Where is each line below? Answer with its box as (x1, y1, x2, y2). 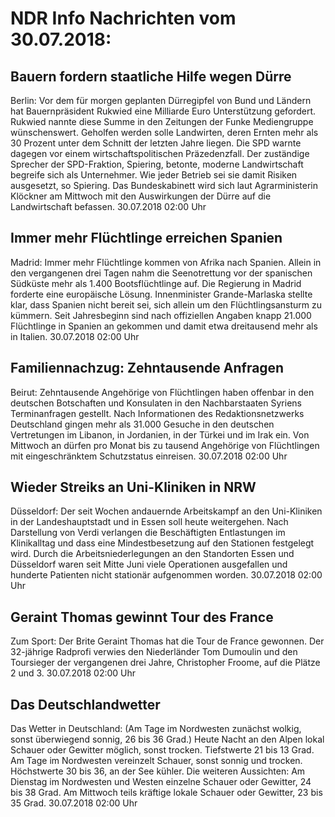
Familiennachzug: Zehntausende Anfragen (10, 360, 285, 377)
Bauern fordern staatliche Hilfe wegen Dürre (10, 68, 292, 85)
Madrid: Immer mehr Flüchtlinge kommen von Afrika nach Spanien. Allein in (10, 256, 322, 268)
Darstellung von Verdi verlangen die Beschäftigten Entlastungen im (10, 527, 286, 539)
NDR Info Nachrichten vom (10, 7, 237, 30)
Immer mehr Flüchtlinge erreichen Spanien (10, 230, 283, 247)
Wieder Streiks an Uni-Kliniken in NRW (10, 479, 257, 496)
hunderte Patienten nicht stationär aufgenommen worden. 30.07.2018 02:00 (10, 569, 323, 581)
